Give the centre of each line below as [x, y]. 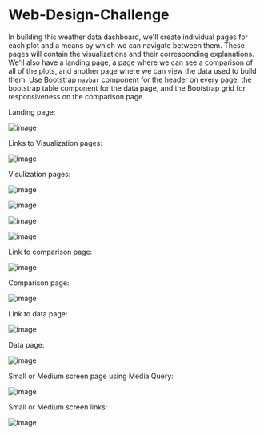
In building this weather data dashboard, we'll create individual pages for [128, 37]
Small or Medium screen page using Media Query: [91, 376]
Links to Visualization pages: [55, 143]
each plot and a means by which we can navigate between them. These [127, 45]
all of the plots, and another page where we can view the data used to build [133, 70]
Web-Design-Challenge [89, 15]
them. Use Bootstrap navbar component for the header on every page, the [130, 79]
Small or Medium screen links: [58, 407]
